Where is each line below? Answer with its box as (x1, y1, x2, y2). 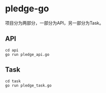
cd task (5, 79, 21, 84)
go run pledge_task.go (5, 83, 52, 88)
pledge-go (5, 3, 49, 14)
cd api (5, 47, 19, 52)
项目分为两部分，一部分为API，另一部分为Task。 (5, 20, 104, 26)
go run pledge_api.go (5, 52, 50, 57)
